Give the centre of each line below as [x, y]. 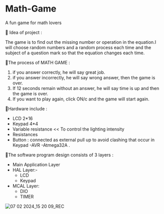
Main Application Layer [36, 164]
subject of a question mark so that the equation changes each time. [75, 53]
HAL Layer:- [25, 170]
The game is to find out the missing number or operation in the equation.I [81, 42]
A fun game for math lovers [33, 23]
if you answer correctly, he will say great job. [59, 72]
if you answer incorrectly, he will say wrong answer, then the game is [84, 77]
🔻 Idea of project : [24, 32]
